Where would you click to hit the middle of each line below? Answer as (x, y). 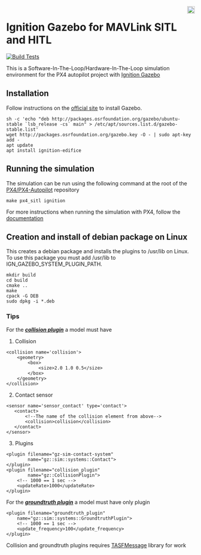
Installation (28, 93)
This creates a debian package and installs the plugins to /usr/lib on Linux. (98, 251)
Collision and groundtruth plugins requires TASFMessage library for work (96, 545)
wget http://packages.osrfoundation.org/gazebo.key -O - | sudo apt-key (99, 134)
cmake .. (17, 286)
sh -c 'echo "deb (28, 119)
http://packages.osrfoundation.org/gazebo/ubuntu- (116, 119)
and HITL (29, 40)
